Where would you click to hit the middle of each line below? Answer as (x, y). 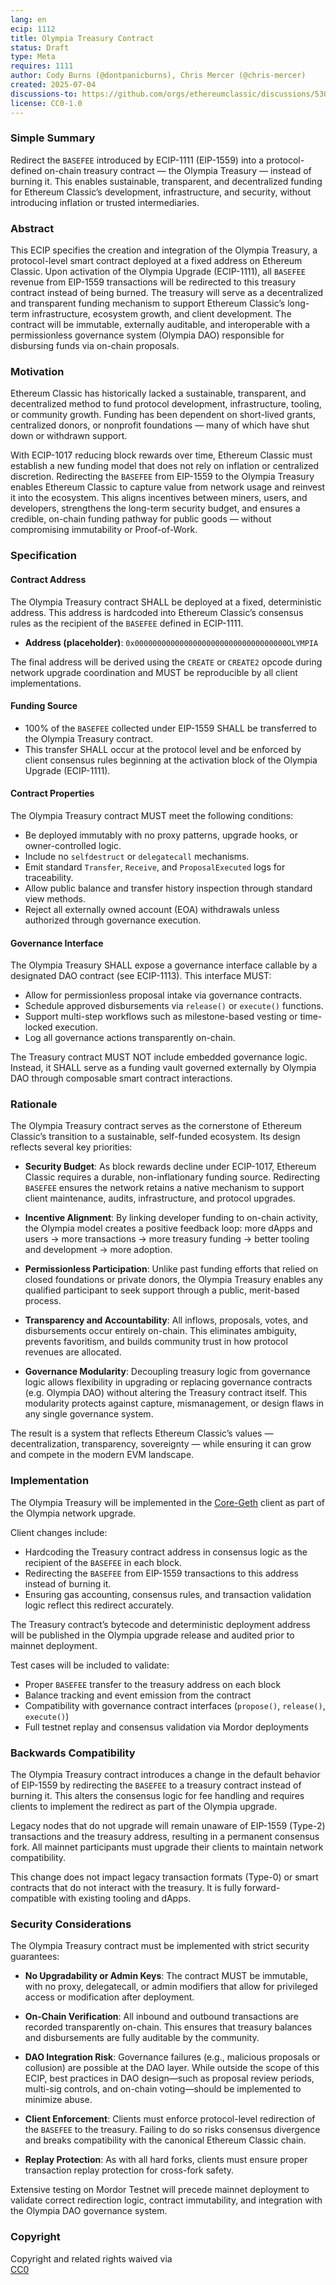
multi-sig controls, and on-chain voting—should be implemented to (163, 2089)
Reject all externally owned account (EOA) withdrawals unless (152, 909)
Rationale (34, 1104)
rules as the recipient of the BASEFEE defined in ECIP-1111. (127, 623)
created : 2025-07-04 (53, 85)
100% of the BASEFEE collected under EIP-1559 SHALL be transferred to (170, 728)
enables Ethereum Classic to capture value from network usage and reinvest (168, 487)
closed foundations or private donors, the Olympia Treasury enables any (174, 1280)
